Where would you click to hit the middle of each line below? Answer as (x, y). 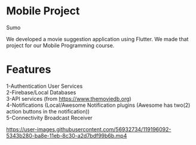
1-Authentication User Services (45, 86)
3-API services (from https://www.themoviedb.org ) (69, 98)
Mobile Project (43, 11)
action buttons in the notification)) (48, 111)
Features (29, 70)
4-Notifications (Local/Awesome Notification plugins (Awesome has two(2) (98, 105)
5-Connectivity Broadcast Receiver (49, 118)
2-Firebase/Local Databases (41, 92)
